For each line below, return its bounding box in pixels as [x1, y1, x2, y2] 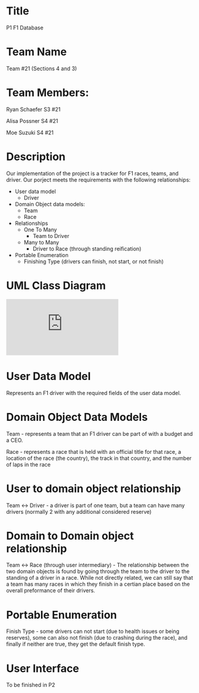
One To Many [23, 226, 57, 233]
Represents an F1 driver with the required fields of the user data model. [6, 389, 181, 396]
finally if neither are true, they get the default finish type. [6, 640, 145, 648]
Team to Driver [32, 232, 70, 239]
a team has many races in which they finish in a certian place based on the [6, 580, 190, 588]
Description [6, 150, 66, 163]
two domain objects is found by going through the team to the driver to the [6, 568, 190, 575]
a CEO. [6, 436, 23, 444]
